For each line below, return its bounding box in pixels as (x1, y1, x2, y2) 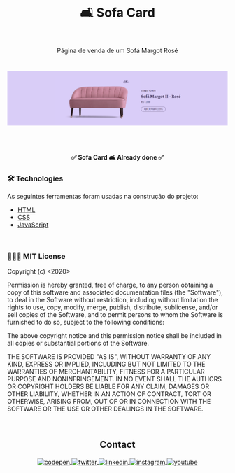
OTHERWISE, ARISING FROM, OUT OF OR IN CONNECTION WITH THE (7, 397, 211, 406)
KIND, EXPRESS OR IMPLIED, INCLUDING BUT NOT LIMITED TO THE (7, 360, 206, 369)
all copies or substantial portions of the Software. (7, 339, 149, 348)
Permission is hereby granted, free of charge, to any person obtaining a (7, 281, 213, 290)
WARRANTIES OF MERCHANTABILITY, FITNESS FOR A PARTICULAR (7, 367, 205, 376)
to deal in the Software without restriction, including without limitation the (7, 296, 218, 304)
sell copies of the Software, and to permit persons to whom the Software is (7, 311, 224, 319)
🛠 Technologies (7, 174, 64, 183)
